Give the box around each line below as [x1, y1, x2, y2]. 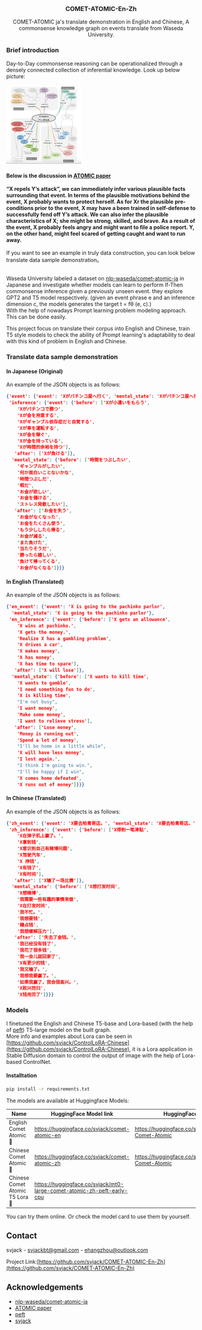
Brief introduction [6, 46, 59, 55]
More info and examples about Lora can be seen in [6, 1033, 132, 1040]
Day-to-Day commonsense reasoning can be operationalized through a [6, 60, 183, 67]
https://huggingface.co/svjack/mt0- [34, 1180, 124, 1187]
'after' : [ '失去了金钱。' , [14, 934, 76, 940]
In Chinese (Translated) [6, 795, 67, 802]
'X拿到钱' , [17, 839, 41, 845]
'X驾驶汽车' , [17, 852, 46, 859]
